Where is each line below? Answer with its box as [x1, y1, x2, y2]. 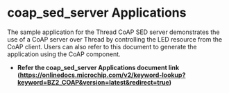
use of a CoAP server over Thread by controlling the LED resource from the [7, 35, 223, 43]
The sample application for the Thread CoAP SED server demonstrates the [7, 28, 220, 36]
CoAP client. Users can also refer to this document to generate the [7, 42, 198, 51]
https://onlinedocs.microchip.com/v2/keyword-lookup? [19, 71, 186, 79]
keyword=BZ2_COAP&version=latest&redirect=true [17, 78, 169, 86]
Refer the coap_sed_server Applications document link [17, 63, 180, 71]
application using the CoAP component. [7, 50, 121, 58]
